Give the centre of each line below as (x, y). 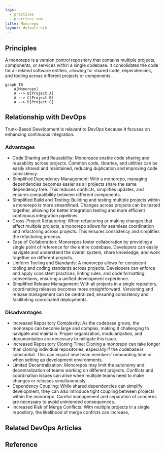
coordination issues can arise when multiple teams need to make (78, 375)
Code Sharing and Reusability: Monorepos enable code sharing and (81, 158)
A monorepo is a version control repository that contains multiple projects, (81, 60)
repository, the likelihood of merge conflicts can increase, (71, 412)
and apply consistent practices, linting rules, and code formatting (78, 273)
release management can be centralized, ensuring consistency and (80, 294)
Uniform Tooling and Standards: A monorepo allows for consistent (79, 263)
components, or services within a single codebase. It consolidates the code (82, 65)
